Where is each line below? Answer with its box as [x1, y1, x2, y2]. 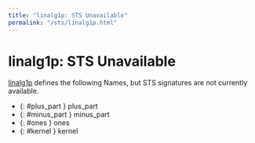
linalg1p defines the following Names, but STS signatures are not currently [8, 78, 248, 88]
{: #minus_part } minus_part [19, 110, 110, 120]
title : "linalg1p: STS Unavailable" [8, 11, 128, 20]
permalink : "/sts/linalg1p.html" [8, 19, 118, 27]
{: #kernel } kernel [19, 127, 78, 136]
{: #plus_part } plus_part [19, 102, 98, 111]
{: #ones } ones [19, 118, 70, 127]
